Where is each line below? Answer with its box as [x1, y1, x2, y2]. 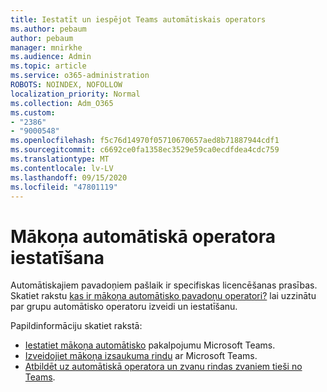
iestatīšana [10, 246, 105, 269]
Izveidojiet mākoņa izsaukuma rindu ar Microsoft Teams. [24, 350, 258, 362]
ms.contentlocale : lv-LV [10, 163, 114, 173]
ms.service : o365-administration [10, 71, 150, 81]
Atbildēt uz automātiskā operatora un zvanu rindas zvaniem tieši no [24, 361, 303, 373]
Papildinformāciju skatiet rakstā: [10, 320, 143, 332]
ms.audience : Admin [10, 52, 92, 62]
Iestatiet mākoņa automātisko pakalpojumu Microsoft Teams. [24, 339, 276, 351]
